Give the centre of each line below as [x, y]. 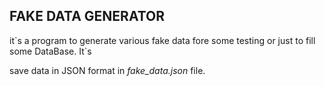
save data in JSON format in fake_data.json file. [107, 70]
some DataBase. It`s [50, 51]
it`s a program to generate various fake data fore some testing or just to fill [162, 40]
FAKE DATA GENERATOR [87, 16]
